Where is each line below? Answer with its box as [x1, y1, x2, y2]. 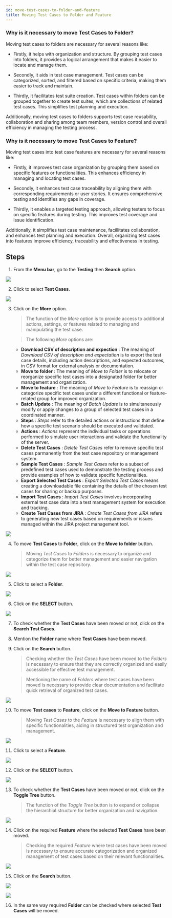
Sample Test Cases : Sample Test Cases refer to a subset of [20, 461, 149, 467]
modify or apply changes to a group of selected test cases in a [20, 406, 153, 413]
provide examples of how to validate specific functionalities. [20, 472, 148, 478]
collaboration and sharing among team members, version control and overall [6, 119, 167, 125]
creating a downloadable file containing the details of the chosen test [20, 482, 167, 489]
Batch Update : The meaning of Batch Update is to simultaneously [20, 401, 162, 407]
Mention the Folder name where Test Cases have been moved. [13, 635, 147, 642]
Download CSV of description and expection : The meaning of [20, 346, 155, 352]
